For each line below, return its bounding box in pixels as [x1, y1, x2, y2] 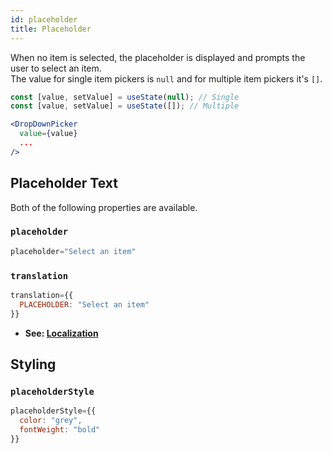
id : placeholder [10, 14, 78, 25]
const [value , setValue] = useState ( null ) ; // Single [10, 92, 240, 102]
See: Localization [24, 327, 99, 339]
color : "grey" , [19, 416, 83, 426]
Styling [10, 356, 57, 373]
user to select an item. [10, 62, 102, 74]
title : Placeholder [10, 24, 92, 34]
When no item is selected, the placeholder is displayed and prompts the [10, 51, 306, 63]
